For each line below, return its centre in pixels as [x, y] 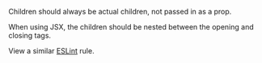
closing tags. [30, 35]
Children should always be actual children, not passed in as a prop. [120, 12]
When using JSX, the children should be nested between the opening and [131, 27]
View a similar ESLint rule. [51, 51]
